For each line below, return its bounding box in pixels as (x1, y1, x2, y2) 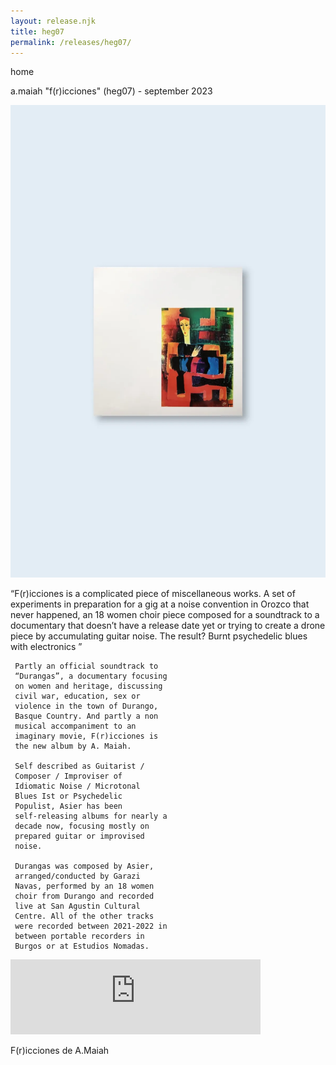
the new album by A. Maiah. (14, 741, 132, 751)
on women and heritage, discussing (14, 681, 163, 691)
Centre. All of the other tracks (14, 911, 155, 921)
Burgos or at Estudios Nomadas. (14, 941, 150, 951)
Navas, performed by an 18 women (14, 881, 155, 891)
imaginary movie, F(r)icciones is (14, 731, 159, 741)
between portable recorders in (14, 931, 145, 941)
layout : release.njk (10, 16, 97, 26)
